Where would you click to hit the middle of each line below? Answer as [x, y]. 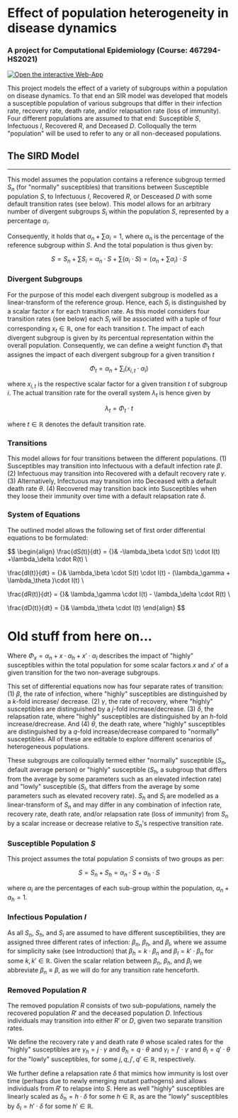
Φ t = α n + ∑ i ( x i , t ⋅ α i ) [119, 369]
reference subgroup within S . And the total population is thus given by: [110, 245]
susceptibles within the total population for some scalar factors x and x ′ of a [118, 665]
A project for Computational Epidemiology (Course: [97, 50]
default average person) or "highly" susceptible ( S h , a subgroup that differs [117, 770]
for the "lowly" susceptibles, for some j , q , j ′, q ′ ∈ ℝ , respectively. [102, 1059]
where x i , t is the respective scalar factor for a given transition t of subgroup [118, 384]
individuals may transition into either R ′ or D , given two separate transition [115, 1021]
